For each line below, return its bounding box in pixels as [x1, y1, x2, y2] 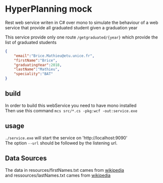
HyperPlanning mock [5, 3, 92, 15]
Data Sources [5, 154, 47, 163]
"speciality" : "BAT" [14, 72, 54, 77]
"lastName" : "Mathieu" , [14, 67, 60, 72]
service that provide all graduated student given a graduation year [5, 24, 138, 30]
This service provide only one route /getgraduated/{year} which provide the [5, 34, 158, 40]
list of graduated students [5, 39, 57, 45]
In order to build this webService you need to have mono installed [5, 102, 137, 108]
